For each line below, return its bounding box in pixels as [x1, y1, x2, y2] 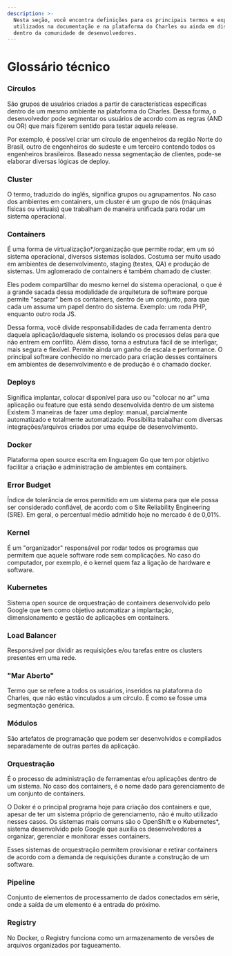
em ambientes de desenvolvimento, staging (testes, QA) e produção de [7, 260, 210, 268]
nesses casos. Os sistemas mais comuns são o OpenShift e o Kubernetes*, [7, 818, 220, 825]
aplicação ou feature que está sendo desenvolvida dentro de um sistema [7, 401, 215, 409]
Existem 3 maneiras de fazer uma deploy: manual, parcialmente [7, 407, 188, 416]
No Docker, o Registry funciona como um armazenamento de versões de [7, 933, 215, 941]
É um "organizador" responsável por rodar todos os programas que [7, 544, 199, 552]
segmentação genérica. [7, 701, 75, 710]
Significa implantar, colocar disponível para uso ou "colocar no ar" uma [7, 393, 210, 401]
